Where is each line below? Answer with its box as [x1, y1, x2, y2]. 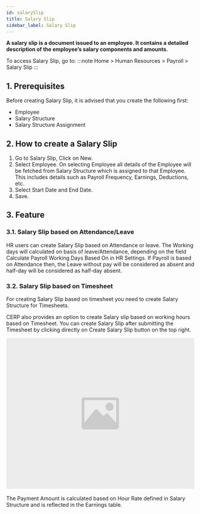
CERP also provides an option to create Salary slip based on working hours [6, 313, 190, 320]
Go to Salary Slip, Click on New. [14, 154, 93, 162]
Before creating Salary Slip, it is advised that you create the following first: [6, 97, 189, 104]
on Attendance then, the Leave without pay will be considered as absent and [6, 260, 195, 267]
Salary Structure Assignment [14, 121, 86, 129]
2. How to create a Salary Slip [6, 138, 118, 149]
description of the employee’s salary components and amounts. [6, 45, 168, 53]
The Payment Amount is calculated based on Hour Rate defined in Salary [6, 495, 186, 502]
